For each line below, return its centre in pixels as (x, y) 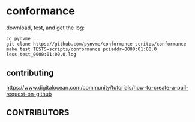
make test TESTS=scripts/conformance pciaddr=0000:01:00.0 (82, 49)
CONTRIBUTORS (38, 113)
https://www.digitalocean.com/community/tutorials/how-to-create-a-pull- (97, 87)
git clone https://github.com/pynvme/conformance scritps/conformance (96, 44)
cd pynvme (19, 38)
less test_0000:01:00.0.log (41, 54)
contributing (30, 73)
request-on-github (29, 94)
